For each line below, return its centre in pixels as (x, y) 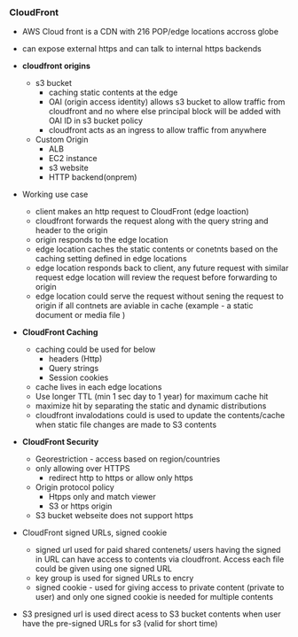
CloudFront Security (60, 442)
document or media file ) (80, 315)
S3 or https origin (80, 506)
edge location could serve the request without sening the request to (159, 296)
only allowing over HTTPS (82, 469)
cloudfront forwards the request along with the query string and (152, 221)
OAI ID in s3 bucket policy (96, 120)
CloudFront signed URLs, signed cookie (94, 532)
